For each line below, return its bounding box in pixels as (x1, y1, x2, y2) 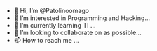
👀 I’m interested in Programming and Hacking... (13, 14, 151, 22)
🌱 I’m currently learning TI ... (13, 21, 96, 29)
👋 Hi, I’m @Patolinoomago (13, 7, 90, 14)
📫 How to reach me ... (13, 37, 79, 44)
